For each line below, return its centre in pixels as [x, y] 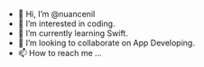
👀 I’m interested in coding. [66, 24]
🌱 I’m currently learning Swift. [73, 33]
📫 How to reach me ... [60, 53]
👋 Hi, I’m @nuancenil [56, 14]
